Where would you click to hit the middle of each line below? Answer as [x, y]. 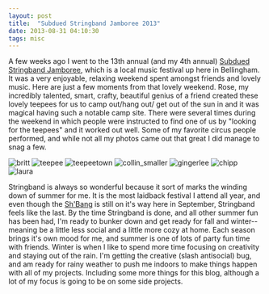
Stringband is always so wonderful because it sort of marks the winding [128, 187]
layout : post [30, 16]
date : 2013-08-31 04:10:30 [54, 31]
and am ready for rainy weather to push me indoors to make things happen [133, 264]
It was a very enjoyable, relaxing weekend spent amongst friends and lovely [134, 78]
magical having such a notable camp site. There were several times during [132, 113]
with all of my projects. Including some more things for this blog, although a [134, 273]
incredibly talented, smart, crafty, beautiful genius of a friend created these [133, 96]
